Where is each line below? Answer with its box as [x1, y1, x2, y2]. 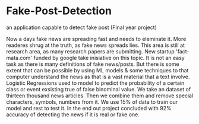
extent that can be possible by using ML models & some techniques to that [6, 66, 189, 74]
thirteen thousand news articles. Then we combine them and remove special [6, 92, 194, 99]
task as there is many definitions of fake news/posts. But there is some [6, 61, 179, 68]
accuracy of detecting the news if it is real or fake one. [6, 111, 140, 118]
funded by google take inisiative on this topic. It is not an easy [33, 54, 185, 61]
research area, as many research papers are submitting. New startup [6, 47, 175, 55]
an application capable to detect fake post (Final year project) [6, 24, 157, 31]
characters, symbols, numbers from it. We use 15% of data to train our [6, 98, 178, 105]
